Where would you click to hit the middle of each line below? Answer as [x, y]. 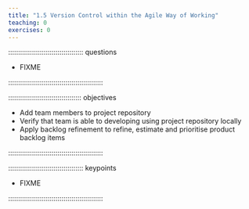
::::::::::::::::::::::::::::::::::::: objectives [62, 98]
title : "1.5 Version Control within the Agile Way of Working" [114, 15]
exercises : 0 [29, 30]
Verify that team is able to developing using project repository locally [130, 121]
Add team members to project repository [85, 113]
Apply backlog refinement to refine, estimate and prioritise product [127, 129]
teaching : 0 [27, 23]
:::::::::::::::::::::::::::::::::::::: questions [63, 52]
